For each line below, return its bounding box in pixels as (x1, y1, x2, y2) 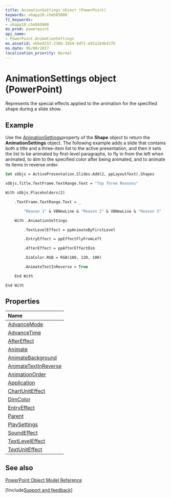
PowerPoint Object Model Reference (5, 477, 82, 483)
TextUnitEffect (8, 446, 42, 453)
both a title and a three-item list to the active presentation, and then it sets (5, 145, 161, 151)
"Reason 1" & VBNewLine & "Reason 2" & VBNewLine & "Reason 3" (24, 208, 161, 214)
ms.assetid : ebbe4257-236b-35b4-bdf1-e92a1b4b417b (5, 41, 116, 46)
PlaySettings (8, 421, 38, 428)
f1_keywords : (5, 17, 33, 22)
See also (5, 463, 33, 472)
